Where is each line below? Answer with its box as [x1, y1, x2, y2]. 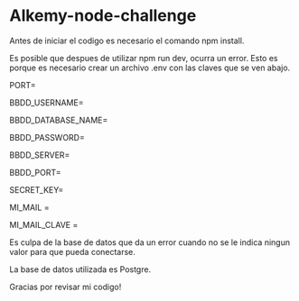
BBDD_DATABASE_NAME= [9, 114, 108, 125]
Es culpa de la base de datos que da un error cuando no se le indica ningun [9, 236, 291, 248]
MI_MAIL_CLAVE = [9, 219, 79, 230]
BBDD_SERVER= [9, 150, 70, 160]
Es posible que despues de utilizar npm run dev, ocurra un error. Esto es [9, 52, 278, 63]
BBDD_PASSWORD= [9, 132, 86, 142]
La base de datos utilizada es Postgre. [9, 263, 152, 275]
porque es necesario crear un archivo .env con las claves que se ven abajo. [9, 62, 291, 73]
